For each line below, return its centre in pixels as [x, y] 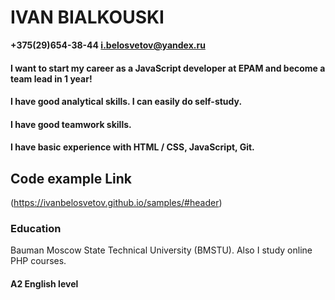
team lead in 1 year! [51, 78]
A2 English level [44, 284]
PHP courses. [38, 261]
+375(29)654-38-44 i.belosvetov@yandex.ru [108, 45]
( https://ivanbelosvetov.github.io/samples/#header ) [116, 203]
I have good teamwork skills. [71, 124]
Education [36, 229]
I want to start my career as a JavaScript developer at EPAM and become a [168, 68]
